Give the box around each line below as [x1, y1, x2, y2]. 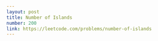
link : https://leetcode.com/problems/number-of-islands [6, 25, 152, 32]
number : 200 [6, 20, 37, 26]
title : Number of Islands [6, 14, 72, 20]
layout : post [6, 8, 40, 15]
